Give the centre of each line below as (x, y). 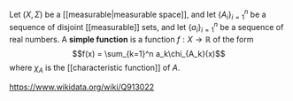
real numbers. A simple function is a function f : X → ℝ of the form (131, 39)
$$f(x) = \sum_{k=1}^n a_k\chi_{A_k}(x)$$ (149, 53)
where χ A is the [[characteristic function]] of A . (95, 68)
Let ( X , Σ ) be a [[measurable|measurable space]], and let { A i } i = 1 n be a (138, 15)
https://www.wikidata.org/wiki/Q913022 (82, 87)
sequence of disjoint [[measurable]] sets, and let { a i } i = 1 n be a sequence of (146, 27)
